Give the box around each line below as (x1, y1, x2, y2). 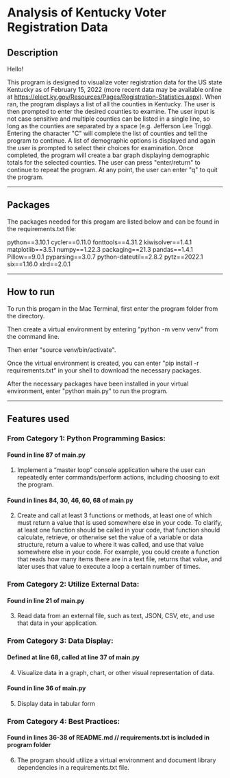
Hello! (7, 65, 24, 73)
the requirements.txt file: (7, 224, 77, 233)
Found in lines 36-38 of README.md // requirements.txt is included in (7, 733, 210, 742)
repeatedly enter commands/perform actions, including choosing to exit (16, 473, 220, 482)
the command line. (7, 332, 60, 340)
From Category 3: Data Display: (7, 636, 114, 646)
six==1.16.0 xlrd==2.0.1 (7, 259, 71, 268)
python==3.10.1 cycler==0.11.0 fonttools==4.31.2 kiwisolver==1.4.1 (7, 238, 192, 246)
